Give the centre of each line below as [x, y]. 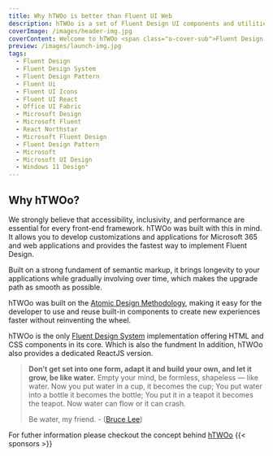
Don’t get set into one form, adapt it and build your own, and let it [140, 369]
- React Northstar [47, 129]
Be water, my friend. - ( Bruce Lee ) [85, 419]
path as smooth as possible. [56, 287]
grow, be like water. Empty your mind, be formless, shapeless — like [143, 377]
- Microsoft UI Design [54, 159]
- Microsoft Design [49, 115]
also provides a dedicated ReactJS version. [81, 353]
